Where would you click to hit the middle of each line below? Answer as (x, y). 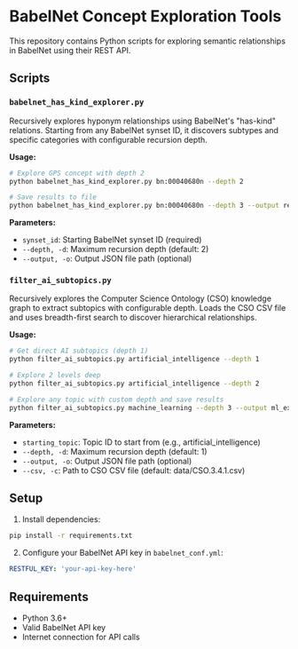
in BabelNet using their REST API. (70, 50)
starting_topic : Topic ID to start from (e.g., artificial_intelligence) (141, 442)
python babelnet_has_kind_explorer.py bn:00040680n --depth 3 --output (144, 206)
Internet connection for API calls (81, 637)
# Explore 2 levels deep (55, 376)
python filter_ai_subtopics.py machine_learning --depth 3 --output (138, 408)
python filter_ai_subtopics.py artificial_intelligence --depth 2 (134, 384)
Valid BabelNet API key (64, 628)
